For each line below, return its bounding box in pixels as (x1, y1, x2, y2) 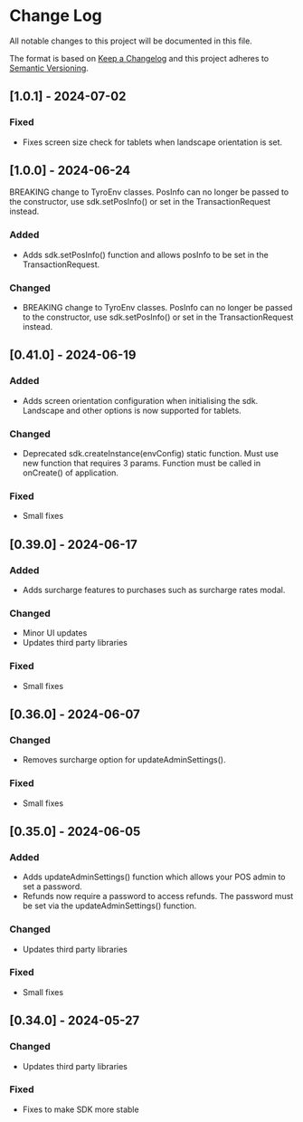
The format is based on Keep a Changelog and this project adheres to (9, 53, 270, 63)
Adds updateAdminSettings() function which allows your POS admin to (22, 871, 286, 883)
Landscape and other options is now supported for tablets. (22, 405, 241, 416)
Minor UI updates (22, 628, 88, 638)
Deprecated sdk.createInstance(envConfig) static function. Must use (22, 448, 279, 459)
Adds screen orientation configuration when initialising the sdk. (22, 395, 259, 406)
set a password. (22, 881, 83, 892)
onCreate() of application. (22, 467, 119, 478)
